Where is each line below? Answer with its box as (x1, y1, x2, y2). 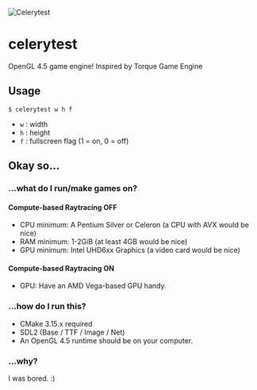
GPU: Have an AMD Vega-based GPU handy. (19, 281, 167, 291)
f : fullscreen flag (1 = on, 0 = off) (19, 136, 129, 146)
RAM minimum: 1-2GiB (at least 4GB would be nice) (19, 237, 188, 247)
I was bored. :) (8, 373, 56, 384)
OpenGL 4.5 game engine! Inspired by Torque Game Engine (8, 61, 203, 71)
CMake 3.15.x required (19, 319, 93, 328)
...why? (8, 355, 38, 366)
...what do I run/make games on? (8, 183, 138, 194)
